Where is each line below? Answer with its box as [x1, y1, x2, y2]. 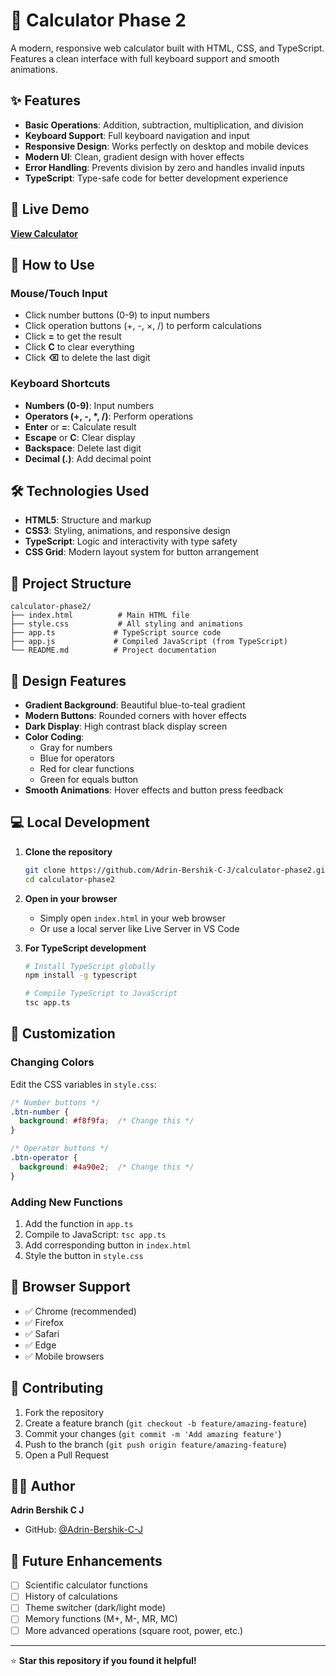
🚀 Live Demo [10, 201, 90, 218]
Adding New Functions [10, 1195, 123, 1209]
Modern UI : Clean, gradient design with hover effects [24, 150, 245, 163]
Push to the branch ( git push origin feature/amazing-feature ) [24, 1438, 287, 1450]
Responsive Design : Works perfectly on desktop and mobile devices [24, 140, 309, 152]
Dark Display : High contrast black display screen [24, 720, 228, 732]
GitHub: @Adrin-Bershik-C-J [24, 1524, 143, 1536]
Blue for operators [39, 752, 115, 764]
